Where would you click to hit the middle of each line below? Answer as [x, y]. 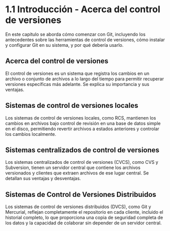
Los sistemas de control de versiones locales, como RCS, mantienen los [81, 118]
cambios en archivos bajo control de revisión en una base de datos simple [83, 123]
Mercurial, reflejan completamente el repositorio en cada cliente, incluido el [84, 212]
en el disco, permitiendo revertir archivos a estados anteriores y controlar [82, 129]
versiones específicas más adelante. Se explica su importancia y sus [77, 84]
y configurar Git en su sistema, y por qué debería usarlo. [64, 45]
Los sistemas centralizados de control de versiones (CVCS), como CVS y [82, 162]
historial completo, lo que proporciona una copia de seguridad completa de [84, 218]
